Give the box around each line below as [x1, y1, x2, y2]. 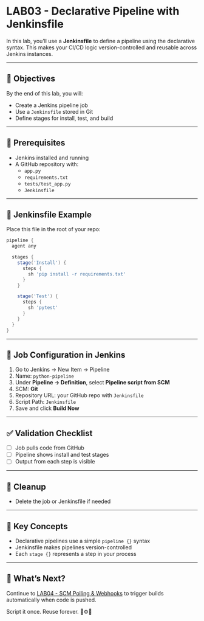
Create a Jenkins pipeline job [15, 102, 88, 109]
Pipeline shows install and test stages [15, 451, 109, 459]
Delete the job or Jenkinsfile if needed [15, 498, 111, 505]
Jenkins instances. [6, 50, 53, 57]
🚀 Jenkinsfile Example [6, 209, 92, 220]
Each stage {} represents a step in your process [15, 550, 137, 557]
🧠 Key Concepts [6, 521, 68, 532]
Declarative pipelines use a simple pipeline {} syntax [15, 537, 151, 544]
